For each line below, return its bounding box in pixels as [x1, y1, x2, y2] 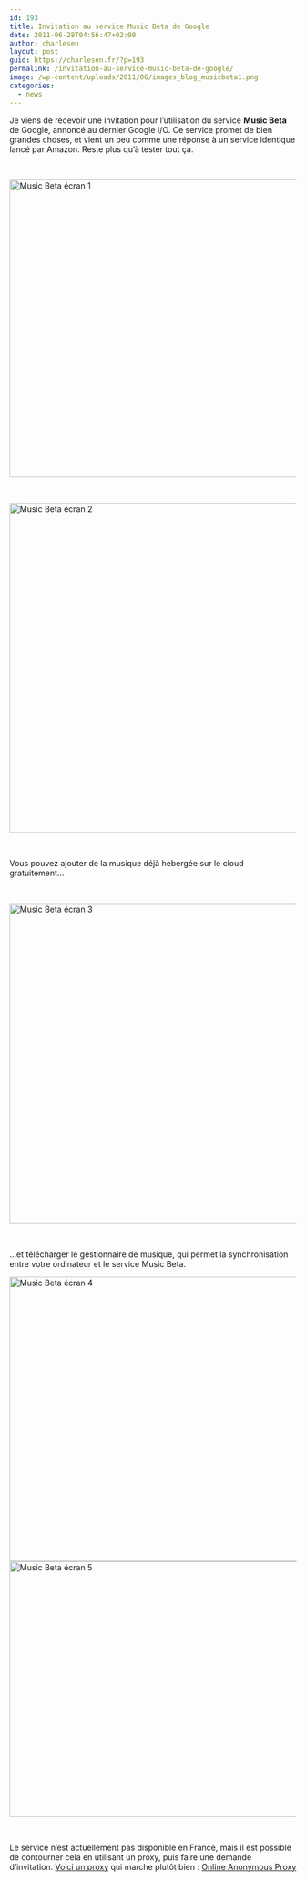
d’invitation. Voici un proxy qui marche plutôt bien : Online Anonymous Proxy [9, 1861, 297, 1872]
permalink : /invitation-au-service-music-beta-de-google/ [9, 65, 234, 74]
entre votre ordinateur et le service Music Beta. [9, 1258, 187, 1269]
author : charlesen [9, 38, 79, 48]
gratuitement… [9, 867, 65, 878]
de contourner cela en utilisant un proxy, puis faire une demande [9, 1851, 252, 1863]
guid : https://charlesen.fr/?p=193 [9, 56, 145, 65]
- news [17, 89, 43, 98]
